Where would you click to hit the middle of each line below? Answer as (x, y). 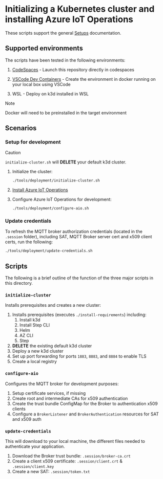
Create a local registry (34, 362)
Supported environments (44, 48)
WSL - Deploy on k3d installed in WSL (50, 93)
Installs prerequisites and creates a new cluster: (53, 305)
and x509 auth (27, 419)
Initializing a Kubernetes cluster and (80, 9)
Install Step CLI (35, 325)
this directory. (19, 283)
